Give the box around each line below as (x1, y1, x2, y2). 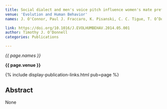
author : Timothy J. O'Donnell (5, 30, 68, 35)
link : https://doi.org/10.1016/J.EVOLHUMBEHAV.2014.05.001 (5, 25, 130, 30)
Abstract (5, 86, 33, 95)
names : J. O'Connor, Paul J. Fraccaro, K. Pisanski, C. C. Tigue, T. (5, 16, 153, 21)
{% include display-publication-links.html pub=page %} (5, 72, 119, 77)
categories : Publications (5, 35, 59, 40)
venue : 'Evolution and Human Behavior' (5, 12, 88, 17)
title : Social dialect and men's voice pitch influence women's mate (5, 7, 153, 12)
